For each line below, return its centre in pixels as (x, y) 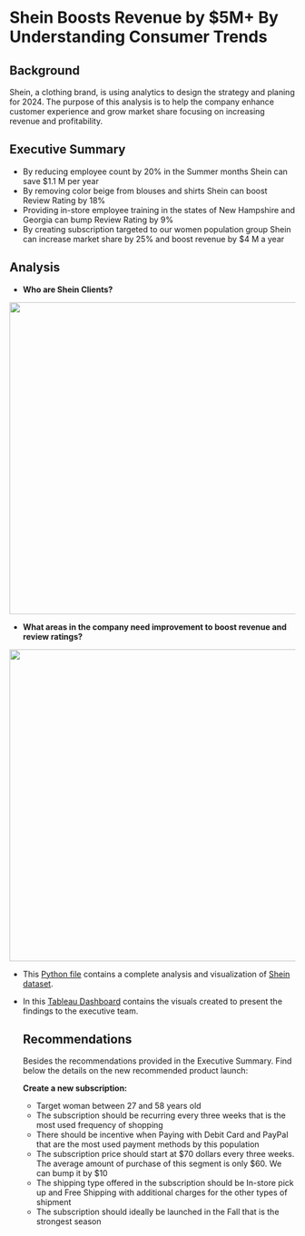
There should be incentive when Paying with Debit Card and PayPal (162, 1135)
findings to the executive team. (80, 1011)
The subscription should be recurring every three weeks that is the (161, 1115)
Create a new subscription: (75, 1088)
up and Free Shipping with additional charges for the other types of (162, 1192)
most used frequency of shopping (99, 1125)
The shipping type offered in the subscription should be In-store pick (165, 1183)
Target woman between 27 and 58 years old (118, 1106)
